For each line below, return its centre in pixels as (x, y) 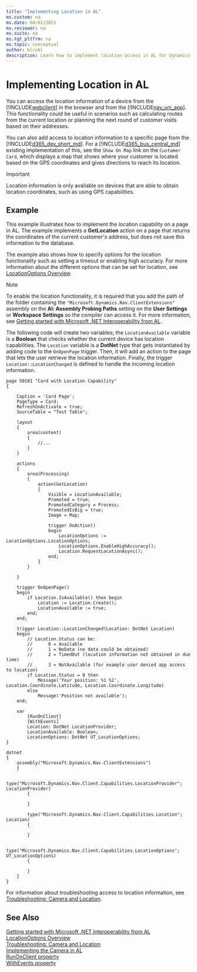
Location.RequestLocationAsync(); (101, 551)
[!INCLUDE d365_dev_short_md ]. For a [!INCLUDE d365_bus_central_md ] (93, 144)
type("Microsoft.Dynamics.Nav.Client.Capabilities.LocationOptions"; (93, 851)
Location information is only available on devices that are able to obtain (92, 185)
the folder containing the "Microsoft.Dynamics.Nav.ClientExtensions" (91, 303)
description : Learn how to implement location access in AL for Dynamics (98, 55)
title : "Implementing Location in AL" (54, 12)
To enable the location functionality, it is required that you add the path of (95, 296)
